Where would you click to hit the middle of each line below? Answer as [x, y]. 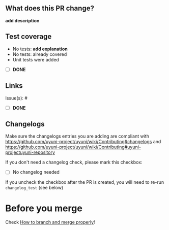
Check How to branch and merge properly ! [50, 222]
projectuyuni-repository [30, 152]
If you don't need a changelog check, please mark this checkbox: [74, 162]
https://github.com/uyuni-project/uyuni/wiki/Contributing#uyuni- [73, 147]
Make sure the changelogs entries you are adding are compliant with [77, 136]
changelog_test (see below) [34, 188]
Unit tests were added [36, 59]
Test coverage [29, 37]
